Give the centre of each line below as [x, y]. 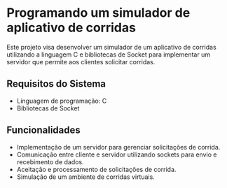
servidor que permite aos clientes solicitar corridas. [81, 62]
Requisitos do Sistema [56, 84]
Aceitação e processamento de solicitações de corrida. [96, 169]
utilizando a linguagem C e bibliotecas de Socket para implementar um [109, 55]
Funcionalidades [44, 130]
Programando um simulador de [98, 13]
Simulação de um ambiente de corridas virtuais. [85, 177]
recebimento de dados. [50, 161]
